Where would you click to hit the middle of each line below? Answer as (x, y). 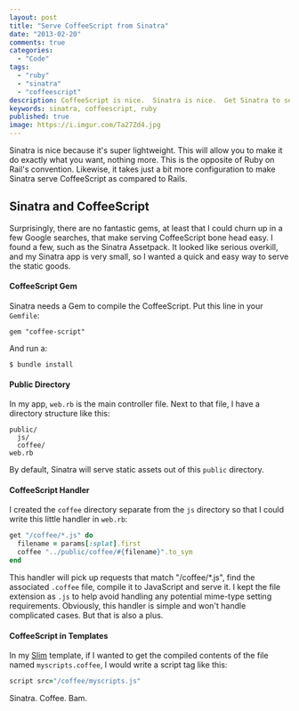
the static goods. (40, 266)
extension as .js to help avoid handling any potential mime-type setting (141, 596)
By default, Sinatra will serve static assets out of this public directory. (137, 470)
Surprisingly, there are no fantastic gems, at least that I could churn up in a (146, 228)
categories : (31, 51)
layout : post (33, 17)
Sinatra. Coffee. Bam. (48, 698)
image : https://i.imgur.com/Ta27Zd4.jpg (85, 125)
